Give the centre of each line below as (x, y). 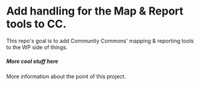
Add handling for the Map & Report (95, 11)
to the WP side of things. (37, 47)
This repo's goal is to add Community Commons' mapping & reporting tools (100, 41)
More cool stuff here (32, 61)
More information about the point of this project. (66, 76)
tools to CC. (36, 24)
